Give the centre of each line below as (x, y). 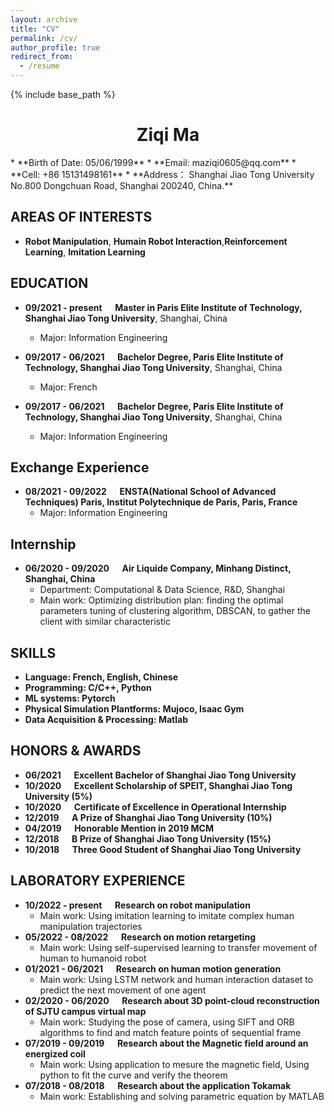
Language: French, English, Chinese (101, 677)
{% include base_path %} (63, 94)
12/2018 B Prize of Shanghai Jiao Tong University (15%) (148, 838)
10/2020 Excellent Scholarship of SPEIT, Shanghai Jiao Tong (158, 785)
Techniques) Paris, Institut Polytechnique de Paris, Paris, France (161, 502)
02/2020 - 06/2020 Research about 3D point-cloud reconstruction (172, 1000)
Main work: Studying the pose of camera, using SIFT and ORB (167, 1022)
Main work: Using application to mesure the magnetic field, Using (174, 1064)
